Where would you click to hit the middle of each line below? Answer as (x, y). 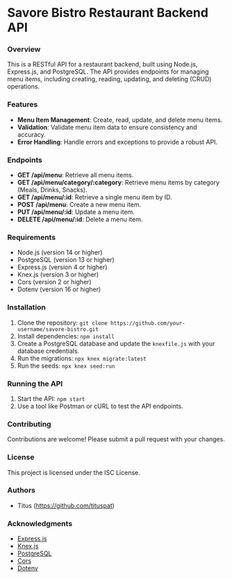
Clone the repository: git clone (62, 323)
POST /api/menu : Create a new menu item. (79, 205)
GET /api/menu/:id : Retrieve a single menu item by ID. (94, 197)
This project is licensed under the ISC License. (74, 472)
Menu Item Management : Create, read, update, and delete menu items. (120, 120)
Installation (27, 307)
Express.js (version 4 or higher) (62, 267)
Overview (24, 49)
